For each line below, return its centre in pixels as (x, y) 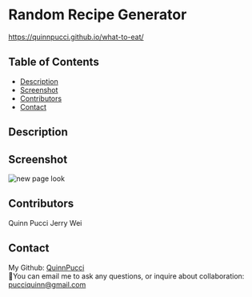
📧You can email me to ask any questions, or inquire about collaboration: (126, 276)
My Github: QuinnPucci (46, 267)
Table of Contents (54, 62)
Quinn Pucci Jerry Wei (45, 223)
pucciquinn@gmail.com (47, 284)
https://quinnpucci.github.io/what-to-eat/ (76, 37)
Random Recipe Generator (98, 15)
